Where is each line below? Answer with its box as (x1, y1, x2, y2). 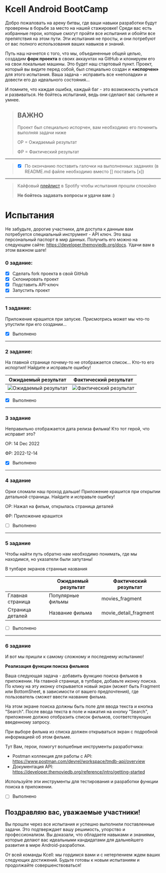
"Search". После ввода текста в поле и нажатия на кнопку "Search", (5, 709, 149, 715)
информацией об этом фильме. (5, 734, 72, 740)
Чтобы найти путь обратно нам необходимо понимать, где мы (5, 551, 137, 557)
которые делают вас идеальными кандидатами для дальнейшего (5, 837, 144, 843)
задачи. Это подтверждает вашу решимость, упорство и (5, 827, 125, 832)
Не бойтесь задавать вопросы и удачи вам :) (17, 192, 115, 198)
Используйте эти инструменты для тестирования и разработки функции (5, 779, 158, 784)
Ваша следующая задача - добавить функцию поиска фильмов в (5, 673, 142, 679)
